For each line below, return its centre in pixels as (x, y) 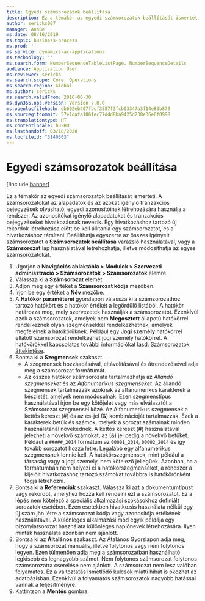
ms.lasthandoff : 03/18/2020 (42, 131)
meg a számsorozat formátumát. (65, 370)
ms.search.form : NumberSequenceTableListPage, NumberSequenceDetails (97, 63)
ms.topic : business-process (42, 40)
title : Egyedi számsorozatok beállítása (59, 12)
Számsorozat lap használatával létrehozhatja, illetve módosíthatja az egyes (101, 248)
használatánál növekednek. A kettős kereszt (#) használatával (102, 429)
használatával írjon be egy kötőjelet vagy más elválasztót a (98, 403)
